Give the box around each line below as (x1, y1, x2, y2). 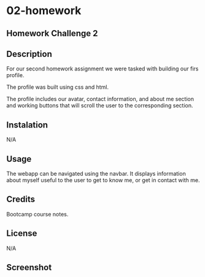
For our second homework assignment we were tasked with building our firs (6, 65, 199, 72)
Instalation (6, 120, 48, 130)
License (6, 228, 37, 239)
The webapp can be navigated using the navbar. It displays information (6, 170, 186, 178)
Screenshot (6, 262, 52, 273)
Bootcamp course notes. (6, 210, 69, 218)
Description (6, 48, 52, 59)
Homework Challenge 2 (6, 28, 98, 39)
